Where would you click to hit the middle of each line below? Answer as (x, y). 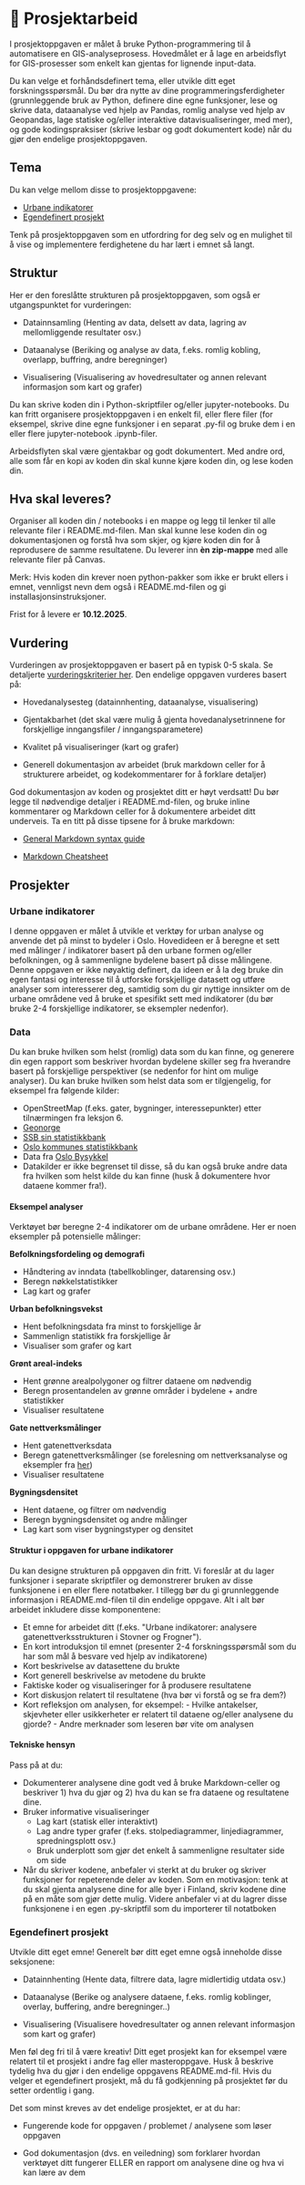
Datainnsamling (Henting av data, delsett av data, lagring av (135, 322)
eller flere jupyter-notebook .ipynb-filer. (83, 433)
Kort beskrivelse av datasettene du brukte (101, 1665)
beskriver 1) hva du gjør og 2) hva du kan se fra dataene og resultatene (156, 1792)
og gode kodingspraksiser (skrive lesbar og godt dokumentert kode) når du (151, 129)
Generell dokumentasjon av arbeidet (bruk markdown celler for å (144, 765)
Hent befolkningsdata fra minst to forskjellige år (112, 1326)
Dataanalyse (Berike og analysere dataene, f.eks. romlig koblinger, (147, 1997)
